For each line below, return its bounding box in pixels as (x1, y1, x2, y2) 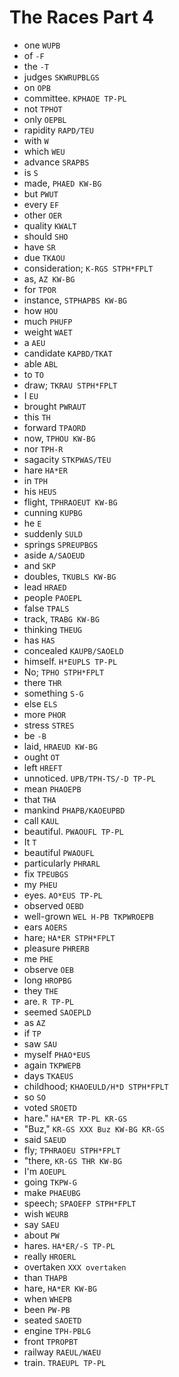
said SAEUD (23, 1133, 67, 1145)
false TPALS (23, 602, 70, 614)
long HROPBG (23, 974, 72, 986)
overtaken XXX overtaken (23, 1261, 127, 1273)
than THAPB (23, 1271, 68, 1283)
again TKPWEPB (23, 1059, 81, 1071)
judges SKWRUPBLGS (23, 71, 100, 83)
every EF (23, 198, 60, 210)
